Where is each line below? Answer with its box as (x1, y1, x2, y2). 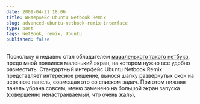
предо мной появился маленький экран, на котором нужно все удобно (6, 59, 190, 66)
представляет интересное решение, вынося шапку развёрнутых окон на (6, 72, 195, 79)
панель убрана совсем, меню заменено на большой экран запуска (6, 85, 180, 91)
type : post (6, 25, 34, 32)
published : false (6, 36, 50, 42)
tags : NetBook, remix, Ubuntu (6, 31, 83, 37)
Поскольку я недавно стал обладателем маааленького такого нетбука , (6, 53, 190, 60)
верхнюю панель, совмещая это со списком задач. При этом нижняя (6, 78, 186, 85)
